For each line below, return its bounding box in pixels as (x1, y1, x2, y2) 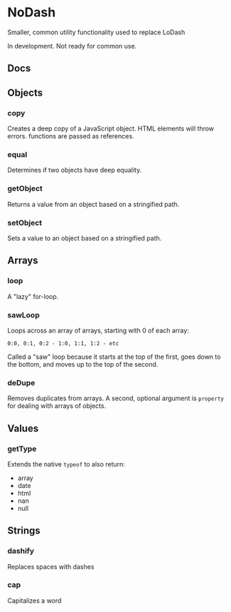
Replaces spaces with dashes (7, 562, 95, 571)
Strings (7, 525, 41, 537)
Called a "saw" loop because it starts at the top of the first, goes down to (7, 352, 221, 361)
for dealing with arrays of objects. (7, 402, 107, 410)
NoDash (7, 4, 56, 21)
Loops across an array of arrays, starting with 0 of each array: (7, 326, 190, 335)
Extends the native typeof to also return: (7, 459, 126, 468)
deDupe (7, 377, 36, 387)
